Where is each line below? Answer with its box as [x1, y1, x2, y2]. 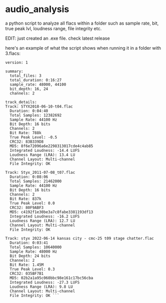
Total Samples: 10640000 [10, 245, 62, 250]
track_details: [5, 99, 37, 105]
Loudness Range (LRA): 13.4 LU [10, 152, 75, 157]
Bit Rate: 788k [10, 130, 42, 135]
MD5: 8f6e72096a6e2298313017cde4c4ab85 [10, 143, 94, 149]
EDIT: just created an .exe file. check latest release [5, 35, 110, 41]
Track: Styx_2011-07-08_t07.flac [5, 170, 75, 175]
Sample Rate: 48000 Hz [10, 249, 57, 254]
